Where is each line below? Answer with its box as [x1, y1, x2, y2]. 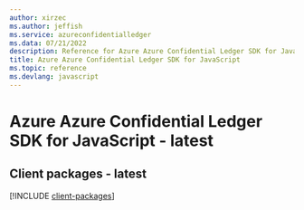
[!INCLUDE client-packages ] [9, 190, 115, 201]
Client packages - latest [9, 167, 147, 182]
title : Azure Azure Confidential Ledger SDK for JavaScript [9, 55, 242, 64]
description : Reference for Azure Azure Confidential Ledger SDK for [9, 47, 278, 56]
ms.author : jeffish [9, 22, 83, 31]
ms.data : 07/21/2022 [9, 38, 88, 48]
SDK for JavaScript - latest [9, 130, 214, 150]
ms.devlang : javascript [9, 72, 100, 81]
